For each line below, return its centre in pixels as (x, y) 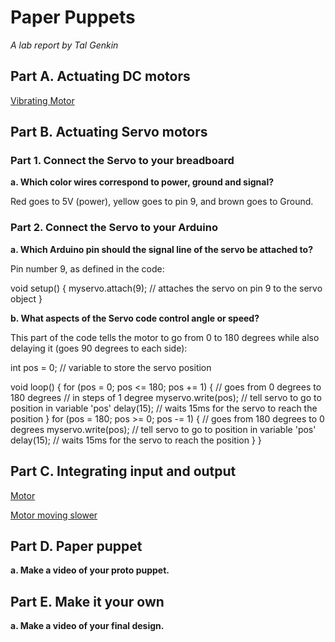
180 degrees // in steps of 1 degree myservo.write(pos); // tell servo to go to (166, 397)
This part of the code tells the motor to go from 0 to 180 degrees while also (165, 337)
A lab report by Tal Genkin (64, 45)
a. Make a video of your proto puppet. (90, 570)
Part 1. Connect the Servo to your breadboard (122, 161)
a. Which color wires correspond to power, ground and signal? (142, 182)
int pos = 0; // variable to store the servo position (111, 367)
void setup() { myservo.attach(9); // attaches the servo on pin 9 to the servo (166, 288)
